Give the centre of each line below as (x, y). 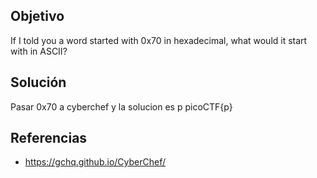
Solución (38, 82)
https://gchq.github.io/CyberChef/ (95, 162)
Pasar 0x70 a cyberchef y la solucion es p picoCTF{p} (121, 106)
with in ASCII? (39, 51)
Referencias (49, 138)
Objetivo (37, 16)
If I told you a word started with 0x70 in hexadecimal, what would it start (159, 40)
